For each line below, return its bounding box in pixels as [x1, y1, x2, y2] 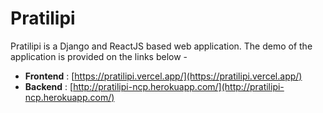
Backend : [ [24, 80, 74, 92]
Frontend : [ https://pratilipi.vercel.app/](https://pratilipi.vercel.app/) [24, 70, 303, 82]
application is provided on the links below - [10, 50, 188, 62]
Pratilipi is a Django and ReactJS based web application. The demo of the [10, 40, 313, 52]
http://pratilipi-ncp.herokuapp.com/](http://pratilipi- [73, 80, 285, 92]
